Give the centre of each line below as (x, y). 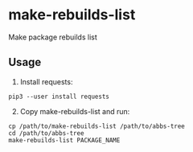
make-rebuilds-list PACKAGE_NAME (64, 140)
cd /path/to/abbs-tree (46, 133)
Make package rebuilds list (53, 37)
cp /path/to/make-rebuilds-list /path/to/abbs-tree (96, 126)
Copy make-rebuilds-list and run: (75, 111)
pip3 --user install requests (59, 97)
